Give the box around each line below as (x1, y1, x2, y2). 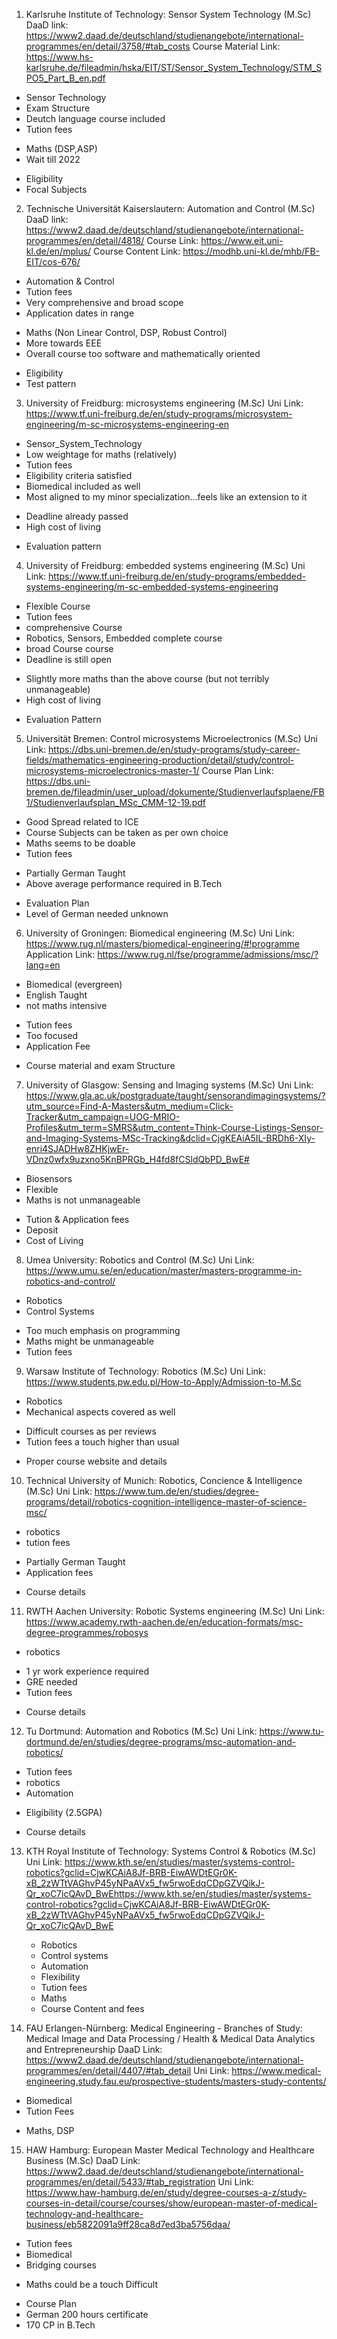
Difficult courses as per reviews (25, 1425, 157, 1437)
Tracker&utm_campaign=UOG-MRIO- (25, 1111, 181, 1123)
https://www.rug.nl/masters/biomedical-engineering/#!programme (25, 938, 300, 949)
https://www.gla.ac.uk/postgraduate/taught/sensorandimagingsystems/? (25, 1090, 326, 1101)
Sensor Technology (25, 92, 107, 103)
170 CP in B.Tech (25, 2319, 96, 2331)
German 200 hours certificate (25, 2309, 149, 2320)
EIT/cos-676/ (25, 256, 81, 268)
